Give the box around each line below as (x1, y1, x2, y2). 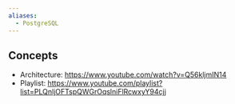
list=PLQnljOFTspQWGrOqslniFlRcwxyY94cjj (19, 87, 166, 97)
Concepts (8, 49, 58, 62)
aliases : (8, 11, 38, 20)
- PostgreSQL (15, 19, 59, 27)
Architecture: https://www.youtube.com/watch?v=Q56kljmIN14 (19, 70, 227, 80)
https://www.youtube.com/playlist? (47, 78, 163, 88)
